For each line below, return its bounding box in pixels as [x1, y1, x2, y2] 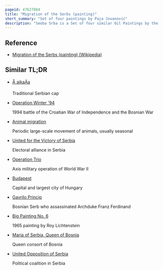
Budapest [12, 175, 32, 181]
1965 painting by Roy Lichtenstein [12, 222, 81, 228]
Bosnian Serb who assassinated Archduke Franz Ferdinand [12, 203, 131, 210]
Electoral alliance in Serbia [12, 147, 66, 153]
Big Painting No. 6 [12, 213, 49, 219]
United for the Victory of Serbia [12, 137, 76, 143]
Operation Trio [12, 156, 41, 162]
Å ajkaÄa [12, 79, 30, 85]
